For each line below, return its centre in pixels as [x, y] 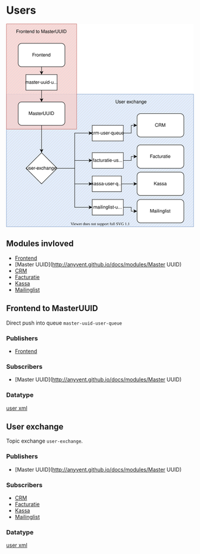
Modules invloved [40, 244]
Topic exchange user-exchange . [45, 441]
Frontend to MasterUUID [52, 308]
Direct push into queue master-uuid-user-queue [64, 323]
